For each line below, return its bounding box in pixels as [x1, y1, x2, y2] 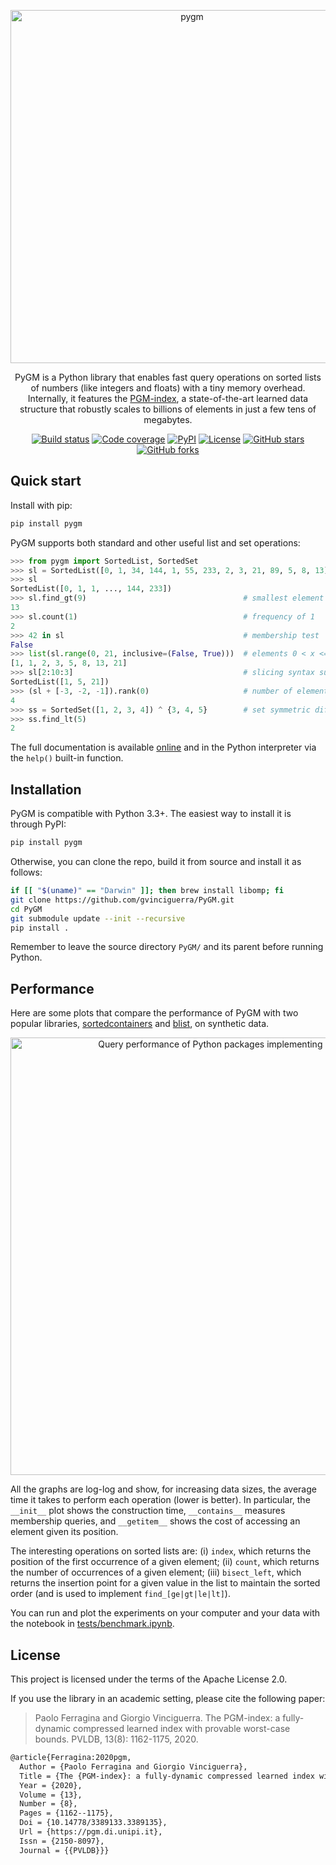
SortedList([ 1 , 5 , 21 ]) [10, 677, 110, 687]
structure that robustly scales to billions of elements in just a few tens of [19, 403, 317, 415]
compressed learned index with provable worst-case [73, 1723, 291, 1734]
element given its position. [10, 1526, 119, 1538]
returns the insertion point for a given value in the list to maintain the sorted [10, 1577, 321, 1589]
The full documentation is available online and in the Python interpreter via [10, 741, 317, 754]
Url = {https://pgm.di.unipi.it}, [19, 1827, 163, 1837]
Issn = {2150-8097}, [19, 1836, 105, 1846]
